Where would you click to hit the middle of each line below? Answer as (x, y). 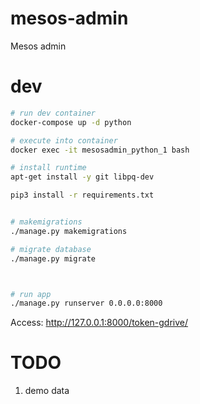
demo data (47, 391)
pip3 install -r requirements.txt (82, 195)
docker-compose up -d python (71, 122)
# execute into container (64, 140)
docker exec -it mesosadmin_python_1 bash (100, 150)
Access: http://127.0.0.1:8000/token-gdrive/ (99, 323)
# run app (31, 294)
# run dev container (53, 113)
